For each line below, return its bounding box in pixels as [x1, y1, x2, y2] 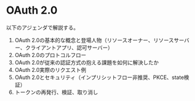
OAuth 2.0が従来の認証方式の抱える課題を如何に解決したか [14, 59, 159, 66]
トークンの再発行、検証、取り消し [14, 89, 98, 96]
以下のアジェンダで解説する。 [6, 24, 79, 31]
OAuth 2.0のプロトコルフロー [14, 51, 87, 58]
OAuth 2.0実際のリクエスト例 [14, 66, 87, 73]
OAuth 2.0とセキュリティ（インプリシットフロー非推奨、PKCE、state [14, 74, 184, 81]
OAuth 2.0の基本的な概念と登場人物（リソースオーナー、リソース [14, 36, 174, 43]
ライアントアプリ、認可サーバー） [30, 44, 114, 51]
